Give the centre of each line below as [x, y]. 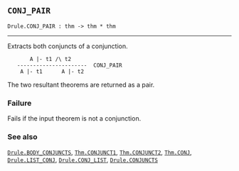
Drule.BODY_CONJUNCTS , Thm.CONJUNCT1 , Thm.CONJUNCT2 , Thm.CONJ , [100, 153]
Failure [20, 103]
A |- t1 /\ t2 [51, 59]
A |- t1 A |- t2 [52, 71]
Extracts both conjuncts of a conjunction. [68, 46]
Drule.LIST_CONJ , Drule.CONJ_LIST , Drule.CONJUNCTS [83, 160]
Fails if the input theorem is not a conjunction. [74, 118]
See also [22, 137]
